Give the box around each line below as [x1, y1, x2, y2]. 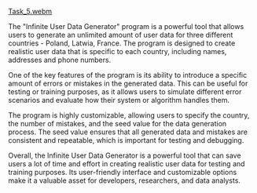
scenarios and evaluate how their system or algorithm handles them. [8, 96, 230, 104]
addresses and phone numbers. [8, 55, 112, 64]
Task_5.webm [8, 7, 53, 16]
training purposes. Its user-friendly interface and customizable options [8, 168, 237, 177]
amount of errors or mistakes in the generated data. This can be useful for [8, 78, 248, 88]
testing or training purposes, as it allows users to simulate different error [8, 87, 242, 96]
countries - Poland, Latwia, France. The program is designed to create [8, 38, 236, 48]
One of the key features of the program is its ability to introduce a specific [8, 71, 248, 79]
